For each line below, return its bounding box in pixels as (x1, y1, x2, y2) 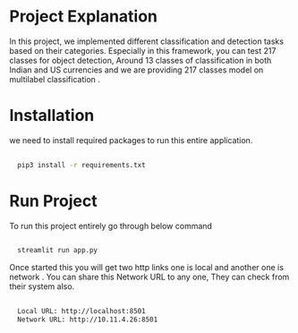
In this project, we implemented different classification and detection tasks (9, 36, 285, 47)
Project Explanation (9, 6, 158, 27)
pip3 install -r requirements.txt (17, 160, 146, 169)
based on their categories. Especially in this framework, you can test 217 (9, 45, 277, 55)
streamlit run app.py (17, 246, 98, 255)
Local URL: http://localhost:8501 (17, 307, 146, 316)
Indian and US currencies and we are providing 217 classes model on (9, 64, 264, 75)
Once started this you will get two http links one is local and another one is (9, 262, 285, 273)
